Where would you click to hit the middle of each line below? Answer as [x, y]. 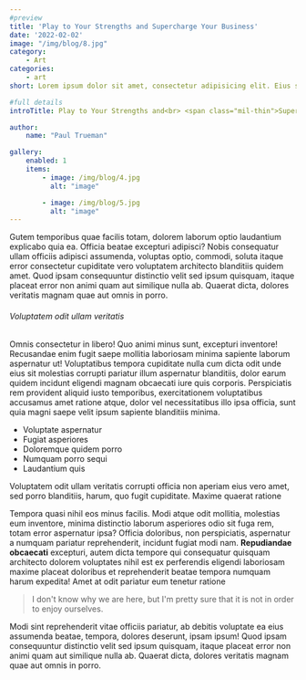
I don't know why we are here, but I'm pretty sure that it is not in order [163, 600]
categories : [32, 69]
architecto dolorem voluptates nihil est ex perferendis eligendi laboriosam [147, 562]
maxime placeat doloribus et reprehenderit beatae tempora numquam [140, 572]
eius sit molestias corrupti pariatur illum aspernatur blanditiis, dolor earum [148, 373]
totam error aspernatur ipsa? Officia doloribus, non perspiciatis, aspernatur [150, 533]
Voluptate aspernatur [62, 430]
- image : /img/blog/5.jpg [92, 203]
